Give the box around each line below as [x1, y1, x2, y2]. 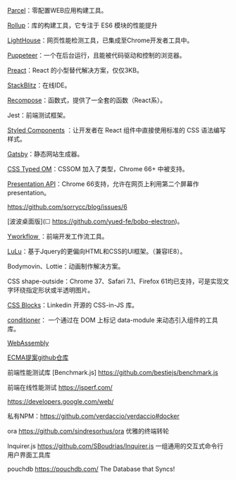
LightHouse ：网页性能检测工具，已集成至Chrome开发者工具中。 [7, 36, 194, 44]
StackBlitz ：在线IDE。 [7, 81, 71, 90]
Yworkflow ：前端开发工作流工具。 [7, 232, 108, 240]
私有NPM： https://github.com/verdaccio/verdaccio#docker [7, 412, 180, 420]
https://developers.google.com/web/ [7, 398, 114, 405]
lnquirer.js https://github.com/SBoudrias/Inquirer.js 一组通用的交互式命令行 [7, 442, 224, 450]
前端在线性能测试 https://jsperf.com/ [7, 383, 113, 391]
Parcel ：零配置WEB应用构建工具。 [7, 6, 108, 14]
